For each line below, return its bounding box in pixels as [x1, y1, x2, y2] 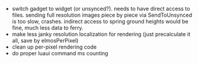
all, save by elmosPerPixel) [11, 37, 79, 44]
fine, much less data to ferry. [11, 24, 84, 31]
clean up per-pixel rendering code [11, 43, 97, 50]
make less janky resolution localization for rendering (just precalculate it [11, 31, 191, 38]
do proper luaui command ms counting [11, 50, 108, 56]
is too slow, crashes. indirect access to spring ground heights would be [11, 18, 188, 25]
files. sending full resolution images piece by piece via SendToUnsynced [11, 11, 193, 19]
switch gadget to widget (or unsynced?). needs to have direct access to [11, 5, 191, 12]
